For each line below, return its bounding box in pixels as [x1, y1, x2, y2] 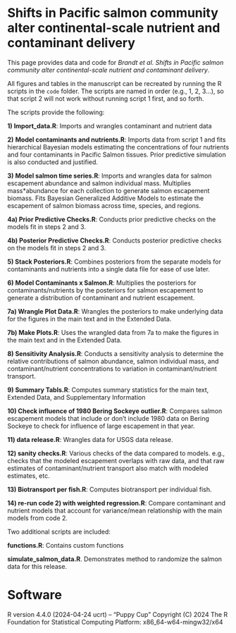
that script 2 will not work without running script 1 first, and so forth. [7, 94, 204, 103]
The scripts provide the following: [7, 108, 105, 116]
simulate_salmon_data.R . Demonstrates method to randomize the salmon [7, 555, 223, 563]
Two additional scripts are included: [7, 527, 111, 536]
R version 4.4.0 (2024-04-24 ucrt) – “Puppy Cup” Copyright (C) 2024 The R [7, 610, 228, 618]
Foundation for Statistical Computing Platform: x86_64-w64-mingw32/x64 [7, 617, 223, 626]
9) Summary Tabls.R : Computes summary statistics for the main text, [7, 386, 209, 394]
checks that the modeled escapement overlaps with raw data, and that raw [7, 456, 225, 465]
